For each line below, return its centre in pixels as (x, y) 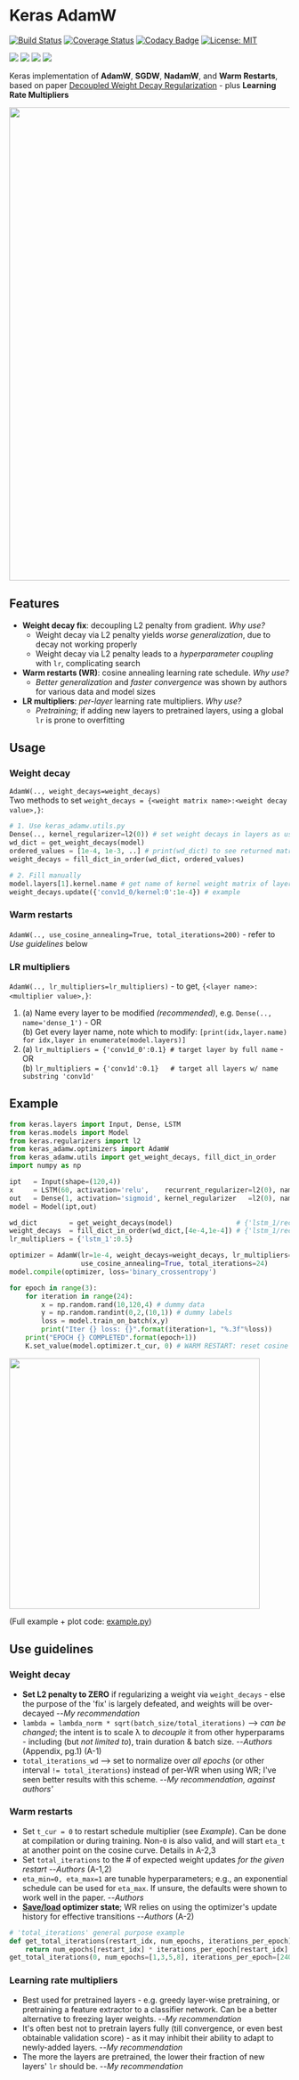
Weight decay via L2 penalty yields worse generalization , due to (153, 634)
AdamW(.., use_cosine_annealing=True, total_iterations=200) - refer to (142, 934)
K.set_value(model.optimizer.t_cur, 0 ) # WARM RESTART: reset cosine (157, 1346)
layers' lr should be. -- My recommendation (103, 2066)
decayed (38, 1713)
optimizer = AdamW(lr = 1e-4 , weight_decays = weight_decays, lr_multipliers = (151, 1256)
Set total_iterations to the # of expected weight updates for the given (153, 1859)
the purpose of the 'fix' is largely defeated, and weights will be (137, 1703)
